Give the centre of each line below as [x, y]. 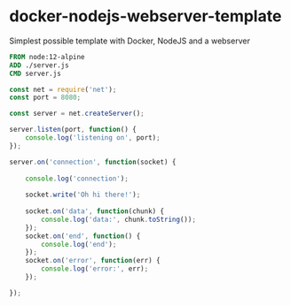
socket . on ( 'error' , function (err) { [93, 261]
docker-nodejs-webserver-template [145, 16]
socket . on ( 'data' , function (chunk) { [95, 211]
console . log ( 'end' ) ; [79, 244]
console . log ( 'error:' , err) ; [95, 269]
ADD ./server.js [39, 65]
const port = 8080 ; [45, 98]
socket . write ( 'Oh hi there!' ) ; [83, 195]
